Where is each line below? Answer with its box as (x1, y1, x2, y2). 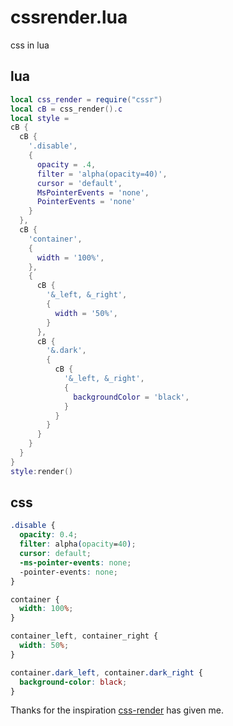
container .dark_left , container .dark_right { (10, 667, 203, 678)
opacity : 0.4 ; (19, 530, 78, 540)
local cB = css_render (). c (10, 104, 123, 114)
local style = (10, 113, 70, 123)
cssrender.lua (10, 6, 128, 29)
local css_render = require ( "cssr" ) (10, 94, 163, 105)
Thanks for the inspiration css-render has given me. (10, 704, 225, 716)
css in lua (10, 39, 50, 51)
